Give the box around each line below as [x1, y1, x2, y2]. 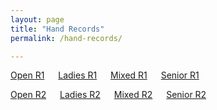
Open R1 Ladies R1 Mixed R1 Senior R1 [10, 69, 200, 81]
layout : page [10, 14, 65, 25]
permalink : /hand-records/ [10, 33, 123, 43]
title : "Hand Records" [10, 24, 105, 34]
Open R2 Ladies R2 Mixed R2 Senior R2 [10, 89, 207, 101]
